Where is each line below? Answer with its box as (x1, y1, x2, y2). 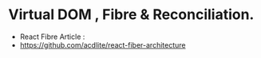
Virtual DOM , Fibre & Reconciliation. (8, 6, 255, 24)
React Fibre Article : (19, 32, 85, 41)
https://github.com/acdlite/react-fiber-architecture (19, 40, 186, 49)
